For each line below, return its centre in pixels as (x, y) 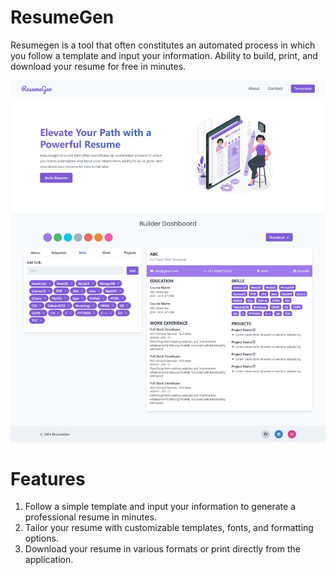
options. (41, 538)
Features (48, 478)
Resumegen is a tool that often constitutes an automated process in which (163, 45)
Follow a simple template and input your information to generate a (160, 507)
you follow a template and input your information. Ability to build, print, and (164, 55)
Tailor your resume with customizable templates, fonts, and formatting (169, 528)
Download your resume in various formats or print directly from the (162, 549)
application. (49, 560)
